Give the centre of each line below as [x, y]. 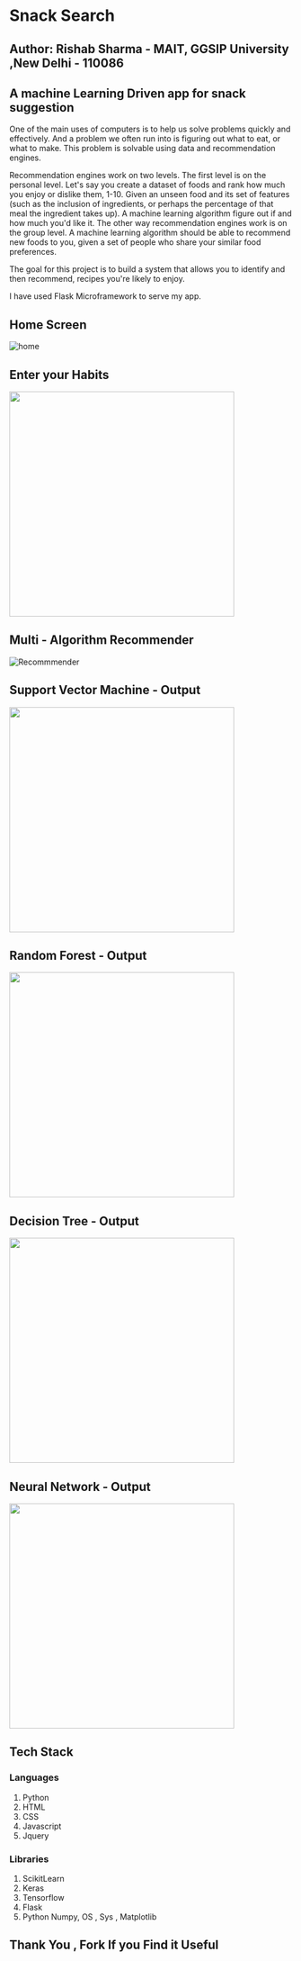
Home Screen [48, 325]
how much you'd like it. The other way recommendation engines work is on [148, 223]
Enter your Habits [59, 375]
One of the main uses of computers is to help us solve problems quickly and [150, 129]
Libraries [29, 1858]
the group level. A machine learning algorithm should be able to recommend [150, 233]
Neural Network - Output [80, 1487]
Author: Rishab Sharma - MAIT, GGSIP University [149, 49]
